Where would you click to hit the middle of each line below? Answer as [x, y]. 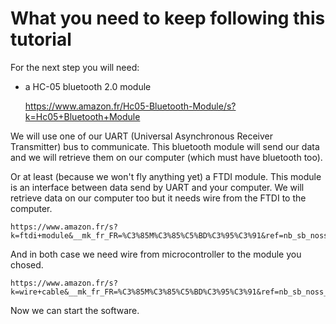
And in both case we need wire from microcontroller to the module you [156, 254]
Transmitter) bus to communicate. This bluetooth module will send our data [165, 146]
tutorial [41, 39]
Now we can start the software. [75, 310]
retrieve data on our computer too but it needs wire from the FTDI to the [158, 198]
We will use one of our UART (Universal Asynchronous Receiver [141, 136]
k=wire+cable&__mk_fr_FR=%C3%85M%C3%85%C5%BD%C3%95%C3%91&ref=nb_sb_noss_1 [171, 292]
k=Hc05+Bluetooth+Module [82, 116]
